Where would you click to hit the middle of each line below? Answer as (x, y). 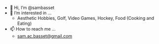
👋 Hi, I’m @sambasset (32, 8)
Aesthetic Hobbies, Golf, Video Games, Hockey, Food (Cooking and (86, 18)
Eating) (24, 23)
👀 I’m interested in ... (31, 13)
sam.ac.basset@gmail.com (45, 36)
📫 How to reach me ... (33, 29)
